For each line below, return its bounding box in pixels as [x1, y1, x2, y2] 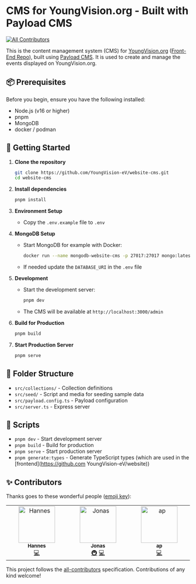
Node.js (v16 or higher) [14, 107, 70, 114]
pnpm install [14, 197, 47, 203]
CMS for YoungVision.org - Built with [6, 4, 188, 18]
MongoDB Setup [14, 230, 55, 238]
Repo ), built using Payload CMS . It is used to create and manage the [16, 53, 181, 60]
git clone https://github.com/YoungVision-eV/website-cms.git [14, 170, 169, 176]
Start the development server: [23, 286, 95, 293]
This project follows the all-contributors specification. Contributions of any [6, 566, 185, 573]
